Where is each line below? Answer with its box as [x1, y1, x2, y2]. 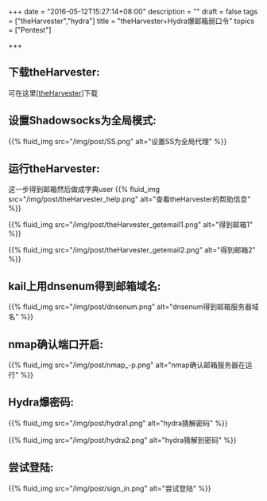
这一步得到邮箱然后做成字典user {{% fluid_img [8, 185, 161, 194]
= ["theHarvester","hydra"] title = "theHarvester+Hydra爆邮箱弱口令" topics [8, 16, 255, 25]
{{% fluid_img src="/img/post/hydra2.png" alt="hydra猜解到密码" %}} [8, 435, 237, 444]
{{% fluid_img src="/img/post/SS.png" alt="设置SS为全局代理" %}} [8, 136, 227, 146]
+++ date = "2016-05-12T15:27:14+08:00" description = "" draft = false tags [8, 7, 258, 16]
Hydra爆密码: [8, 396, 74, 409]
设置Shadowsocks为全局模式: [8, 114, 157, 127]
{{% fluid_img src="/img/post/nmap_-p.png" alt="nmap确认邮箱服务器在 [8, 360, 246, 370]
